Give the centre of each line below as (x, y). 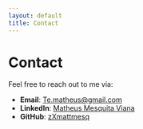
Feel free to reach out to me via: (61, 84)
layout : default (35, 16)
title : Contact (34, 23)
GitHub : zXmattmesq (55, 117)
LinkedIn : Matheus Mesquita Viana (77, 108)
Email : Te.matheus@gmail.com (71, 100)
